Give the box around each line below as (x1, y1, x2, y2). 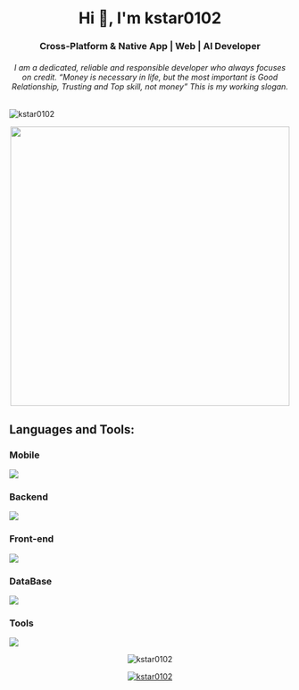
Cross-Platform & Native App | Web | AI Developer (39, 40, 261, 53)
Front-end (9, 533, 54, 545)
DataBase (9, 575, 53, 587)
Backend (9, 491, 49, 503)
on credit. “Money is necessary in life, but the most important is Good (21, 72, 278, 82)
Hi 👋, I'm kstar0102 (79, 8, 221, 29)
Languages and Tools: (9, 422, 136, 437)
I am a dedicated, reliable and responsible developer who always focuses (13, 62, 287, 72)
